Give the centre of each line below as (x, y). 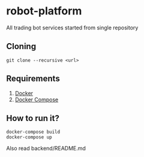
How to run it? (33, 118)
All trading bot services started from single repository (72, 28)
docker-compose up (29, 137)
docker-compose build (33, 132)
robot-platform (44, 11)
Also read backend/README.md (46, 149)
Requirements (33, 79)
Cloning (21, 46)
